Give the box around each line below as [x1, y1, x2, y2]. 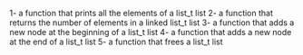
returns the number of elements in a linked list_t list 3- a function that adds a [9, 17, 295, 28]
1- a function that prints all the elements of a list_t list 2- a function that [9, 8, 274, 18]
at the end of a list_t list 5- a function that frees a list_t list [9, 36, 224, 47]
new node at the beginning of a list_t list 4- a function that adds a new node [9, 27, 292, 37]
